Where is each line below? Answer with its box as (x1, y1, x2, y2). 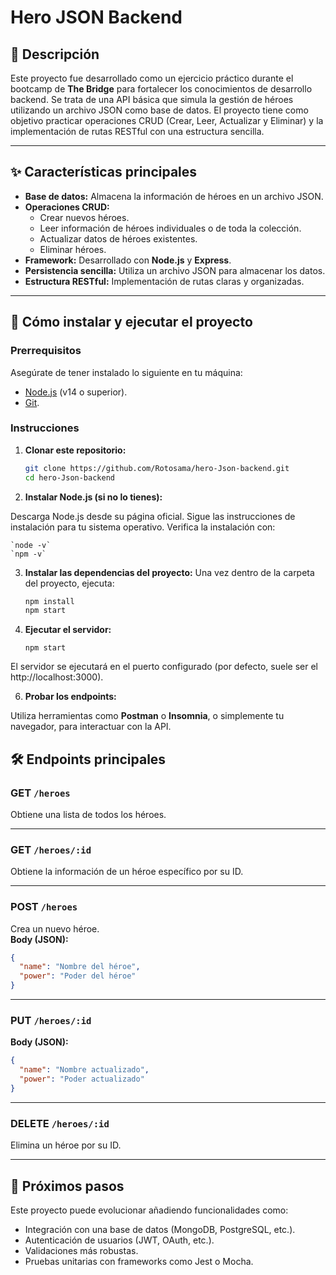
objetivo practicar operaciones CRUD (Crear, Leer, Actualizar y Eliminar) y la (10, 115, 324, 126)
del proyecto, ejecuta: (24, 577, 115, 589)
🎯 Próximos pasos (10, 1177, 125, 1195)
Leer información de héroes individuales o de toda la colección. (39, 222, 302, 234)
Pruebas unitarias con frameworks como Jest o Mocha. (24, 1255, 254, 1267)
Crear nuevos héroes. (39, 211, 130, 223)
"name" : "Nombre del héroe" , (19, 962, 141, 972)
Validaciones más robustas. (24, 1244, 139, 1256)
